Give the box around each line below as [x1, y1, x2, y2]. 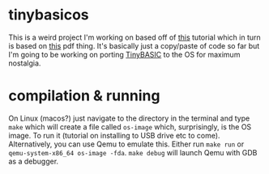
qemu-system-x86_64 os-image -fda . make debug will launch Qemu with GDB [8, 147, 258, 157]
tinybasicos [8, 6, 89, 24]
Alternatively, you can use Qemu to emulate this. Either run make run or [8, 139, 245, 149]
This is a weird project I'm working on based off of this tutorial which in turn [8, 32, 261, 42]
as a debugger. [8, 156, 59, 166]
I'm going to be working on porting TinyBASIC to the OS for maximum [8, 49, 241, 59]
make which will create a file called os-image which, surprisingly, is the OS [8, 121, 252, 131]
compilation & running [8, 87, 160, 105]
